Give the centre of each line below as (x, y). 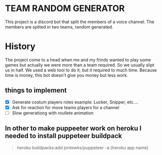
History (20, 47)
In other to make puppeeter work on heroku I (73, 128)
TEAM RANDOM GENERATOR (65, 8)
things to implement (36, 91)
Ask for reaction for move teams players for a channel (66, 107)
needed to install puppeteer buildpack (64, 136)
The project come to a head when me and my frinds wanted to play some (78, 60)
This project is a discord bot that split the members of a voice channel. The (80, 22)
